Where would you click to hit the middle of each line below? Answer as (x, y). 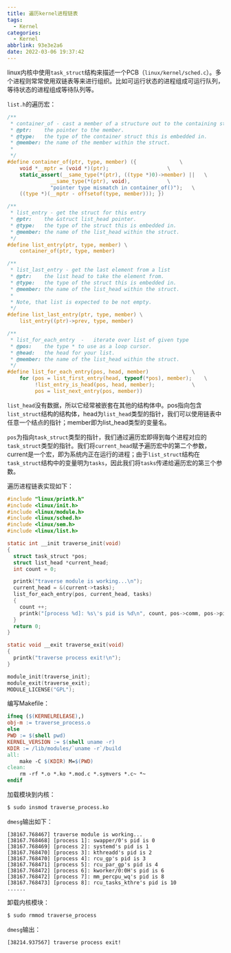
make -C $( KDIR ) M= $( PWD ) (57, 761)
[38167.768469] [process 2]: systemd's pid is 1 (78, 846)
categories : (24, 33)
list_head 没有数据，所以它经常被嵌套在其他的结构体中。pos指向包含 (104, 405)
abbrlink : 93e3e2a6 (35, 45)
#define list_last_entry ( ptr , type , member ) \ (75, 315)
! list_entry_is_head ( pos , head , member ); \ (115, 385)
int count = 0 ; (35, 569)
